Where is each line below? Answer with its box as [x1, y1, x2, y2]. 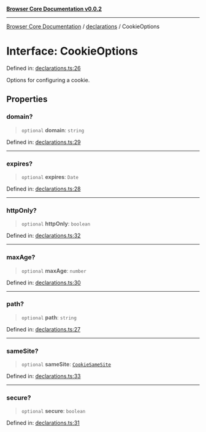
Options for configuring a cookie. [6, 76, 90, 83]
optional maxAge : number [21, 267, 87, 275]
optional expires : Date [21, 173, 78, 180]
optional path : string [21, 314, 77, 321]
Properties [6, 94, 48, 105]
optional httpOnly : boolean [21, 220, 91, 227]
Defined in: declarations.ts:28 [6, 185, 81, 192]
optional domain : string [21, 126, 85, 134]
